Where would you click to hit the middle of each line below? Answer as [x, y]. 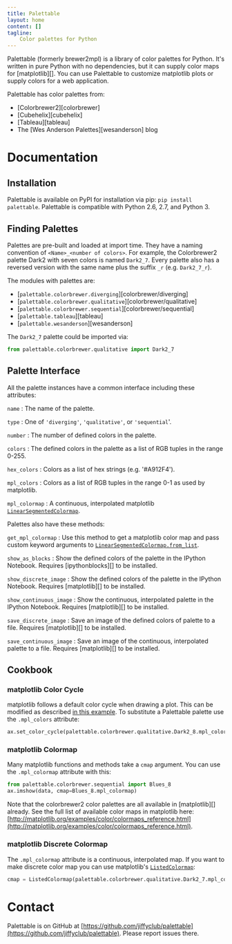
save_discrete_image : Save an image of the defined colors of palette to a [111, 620]
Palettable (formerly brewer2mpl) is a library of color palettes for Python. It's [116, 59]
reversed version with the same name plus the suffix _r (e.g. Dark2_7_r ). [109, 267]
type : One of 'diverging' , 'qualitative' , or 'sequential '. [89, 421]
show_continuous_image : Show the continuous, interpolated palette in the [110, 599]
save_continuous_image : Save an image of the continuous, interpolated [108, 641]
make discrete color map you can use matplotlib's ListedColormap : [101, 867]
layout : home [26, 20]
